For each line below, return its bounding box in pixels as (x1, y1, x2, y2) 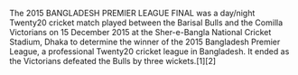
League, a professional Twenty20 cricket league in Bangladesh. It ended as (9, 46, 290, 57)
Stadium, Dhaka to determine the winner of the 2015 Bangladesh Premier (9, 36, 281, 47)
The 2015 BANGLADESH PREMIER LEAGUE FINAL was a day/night (9, 8, 256, 18)
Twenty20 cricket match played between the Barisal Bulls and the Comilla (9, 17, 284, 28)
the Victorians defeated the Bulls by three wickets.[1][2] (9, 56, 217, 66)
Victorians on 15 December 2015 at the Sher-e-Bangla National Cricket (9, 27, 272, 37)
